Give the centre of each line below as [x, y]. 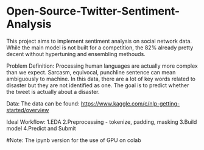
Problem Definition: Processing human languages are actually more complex [102, 66]
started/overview [28, 110]
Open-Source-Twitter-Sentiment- [93, 11]
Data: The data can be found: [43, 103]
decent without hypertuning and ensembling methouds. [76, 54]
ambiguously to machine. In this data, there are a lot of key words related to [101, 79]
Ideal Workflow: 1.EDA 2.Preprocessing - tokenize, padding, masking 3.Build [102, 122]
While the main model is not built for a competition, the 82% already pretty [100, 48]
